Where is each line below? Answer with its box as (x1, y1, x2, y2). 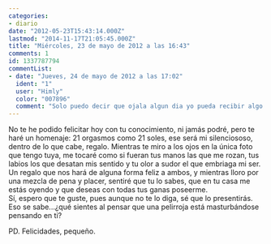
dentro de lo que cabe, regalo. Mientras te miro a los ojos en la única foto (8, 142, 253, 152)
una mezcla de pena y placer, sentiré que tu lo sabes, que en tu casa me (8, 176, 251, 186)
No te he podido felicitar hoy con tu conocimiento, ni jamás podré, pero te (8, 125, 256, 135)
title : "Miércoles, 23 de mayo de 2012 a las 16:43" (8, 42, 191, 50)
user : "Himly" (15, 87, 63, 96)
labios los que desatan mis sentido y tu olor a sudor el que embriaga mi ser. (8, 159, 261, 169)
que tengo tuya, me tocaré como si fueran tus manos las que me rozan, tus (8, 151, 260, 161)
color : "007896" (15, 95, 71, 103)
